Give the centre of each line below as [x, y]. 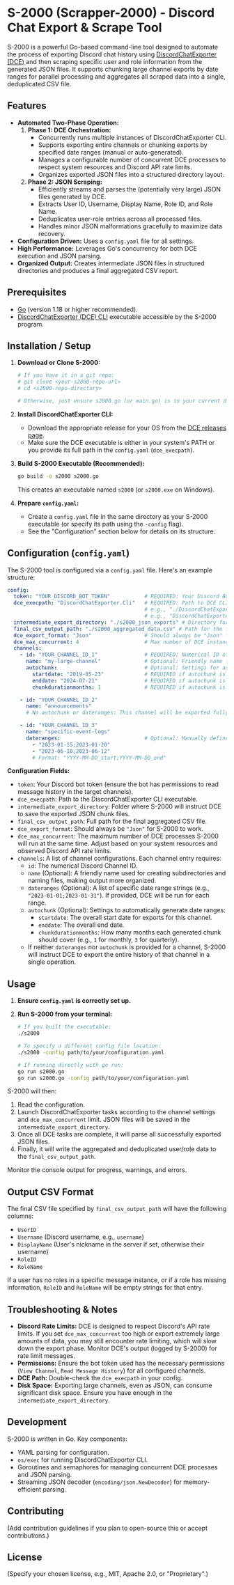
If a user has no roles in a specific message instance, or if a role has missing [117, 1280]
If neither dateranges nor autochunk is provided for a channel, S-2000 [127, 947]
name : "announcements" [58, 706]
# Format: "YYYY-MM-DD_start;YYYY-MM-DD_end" [100, 758]
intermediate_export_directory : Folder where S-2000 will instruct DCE [119, 806]
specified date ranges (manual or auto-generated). [111, 152]
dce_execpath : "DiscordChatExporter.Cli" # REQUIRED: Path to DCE [115, 603]
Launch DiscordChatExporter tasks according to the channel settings [116, 1112]
